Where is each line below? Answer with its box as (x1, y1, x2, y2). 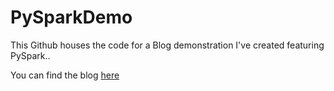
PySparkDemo (10, 6, 133, 29)
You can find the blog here (10, 69, 120, 81)
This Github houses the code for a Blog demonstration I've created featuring (10, 39, 325, 51)
